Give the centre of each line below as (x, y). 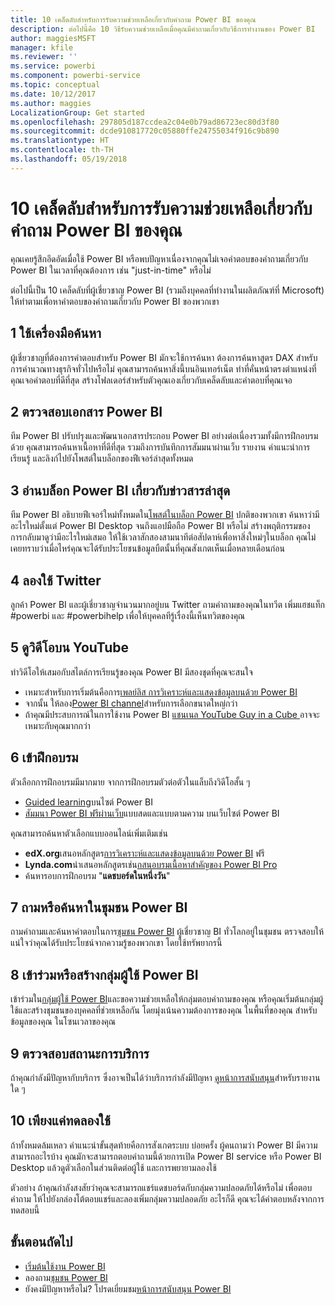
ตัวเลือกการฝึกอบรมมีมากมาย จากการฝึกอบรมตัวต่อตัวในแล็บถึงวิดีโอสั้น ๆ (130, 782)
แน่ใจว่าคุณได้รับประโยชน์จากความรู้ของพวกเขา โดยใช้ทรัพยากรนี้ (116, 943)
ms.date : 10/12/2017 (53, 94)
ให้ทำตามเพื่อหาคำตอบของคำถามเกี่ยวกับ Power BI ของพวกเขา (115, 301)
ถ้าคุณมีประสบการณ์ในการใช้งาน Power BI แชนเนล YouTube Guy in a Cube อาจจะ (172, 714)
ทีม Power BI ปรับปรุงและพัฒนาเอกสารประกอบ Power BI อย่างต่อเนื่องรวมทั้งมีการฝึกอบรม (164, 436)
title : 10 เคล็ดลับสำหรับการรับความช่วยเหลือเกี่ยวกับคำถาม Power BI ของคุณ (133, 19)
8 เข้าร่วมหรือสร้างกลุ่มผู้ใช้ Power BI (104, 974)
